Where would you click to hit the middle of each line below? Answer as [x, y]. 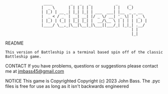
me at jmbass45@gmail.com [35, 71]
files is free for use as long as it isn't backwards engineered [67, 86]
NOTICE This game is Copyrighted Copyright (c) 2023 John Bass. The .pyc [83, 81]
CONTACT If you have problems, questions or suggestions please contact [82, 66]
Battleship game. [23, 56]
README [15, 43]
